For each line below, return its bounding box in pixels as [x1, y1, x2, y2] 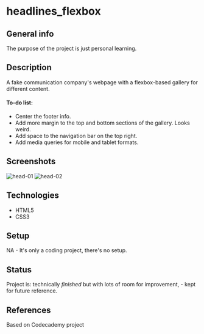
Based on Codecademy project [6, 321, 84, 329]
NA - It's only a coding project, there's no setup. [6, 247, 127, 254]
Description [6, 62, 52, 73]
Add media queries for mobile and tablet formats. [15, 139, 139, 146]
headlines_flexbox [6, 4, 102, 18]
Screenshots [6, 156, 56, 167]
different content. [6, 85, 50, 92]
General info [6, 29, 54, 39]
